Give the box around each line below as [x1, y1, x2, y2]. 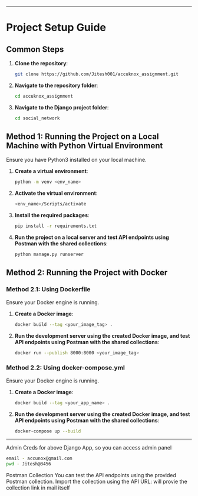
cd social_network [14, 115, 60, 121]
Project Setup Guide [6, 21, 107, 34]
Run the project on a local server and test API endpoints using [14, 234, 169, 241]
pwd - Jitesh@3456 [6, 461, 51, 467]
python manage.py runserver [14, 251, 84, 258]
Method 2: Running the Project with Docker [6, 268, 168, 278]
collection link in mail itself [6, 484, 70, 491]
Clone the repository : [14, 60, 68, 66]
